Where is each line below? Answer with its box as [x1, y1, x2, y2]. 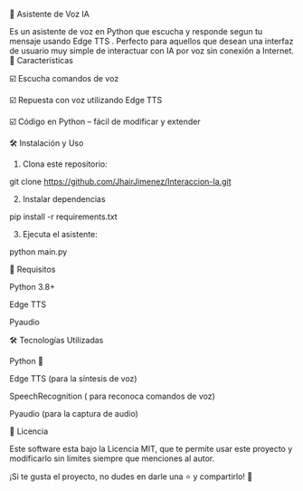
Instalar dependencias [22, 194, 106, 204]
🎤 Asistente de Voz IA [9, 9, 90, 19]
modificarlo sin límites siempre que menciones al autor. [9, 453, 215, 464]
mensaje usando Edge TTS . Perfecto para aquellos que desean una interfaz [9, 36, 294, 46]
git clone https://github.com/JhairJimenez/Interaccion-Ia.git [9, 177, 232, 187]
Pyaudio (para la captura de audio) [9, 409, 138, 419]
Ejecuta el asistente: [22, 229, 98, 239]
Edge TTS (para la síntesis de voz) [9, 373, 137, 384]
